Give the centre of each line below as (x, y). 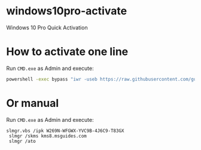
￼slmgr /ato (21, 141)
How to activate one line (67, 52)
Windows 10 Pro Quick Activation (47, 27)
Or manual (33, 103)
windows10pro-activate (67, 11)
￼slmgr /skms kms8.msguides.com (46, 136)
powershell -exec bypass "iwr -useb (52, 79)
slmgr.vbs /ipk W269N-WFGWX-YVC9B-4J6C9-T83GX (65, 131)
